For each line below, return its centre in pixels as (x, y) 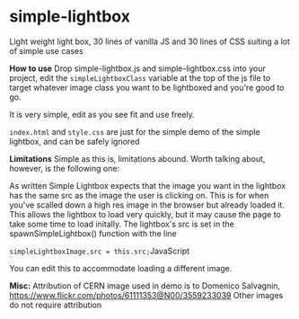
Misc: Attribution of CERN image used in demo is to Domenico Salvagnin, (145, 286)
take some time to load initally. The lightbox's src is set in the (122, 224)
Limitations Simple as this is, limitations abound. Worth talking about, (137, 158)
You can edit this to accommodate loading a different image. (121, 268)
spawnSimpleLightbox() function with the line (93, 233)
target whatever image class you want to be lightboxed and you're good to (147, 87)
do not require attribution (55, 305)
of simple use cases (46, 50)
